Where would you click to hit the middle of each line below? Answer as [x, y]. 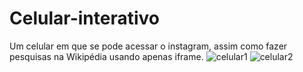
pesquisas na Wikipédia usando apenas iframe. [106, 56]
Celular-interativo [84, 18]
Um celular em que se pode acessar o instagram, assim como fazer [148, 46]
